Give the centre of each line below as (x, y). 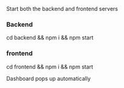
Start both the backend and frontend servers (62, 9)
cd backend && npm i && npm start (50, 38)
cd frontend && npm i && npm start (50, 67)
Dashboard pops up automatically (49, 78)
